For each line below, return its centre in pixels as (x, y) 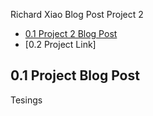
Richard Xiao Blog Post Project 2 (77, 14)
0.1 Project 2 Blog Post (71, 33)
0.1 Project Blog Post (75, 75)
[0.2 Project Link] (60, 44)
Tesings (26, 100)
